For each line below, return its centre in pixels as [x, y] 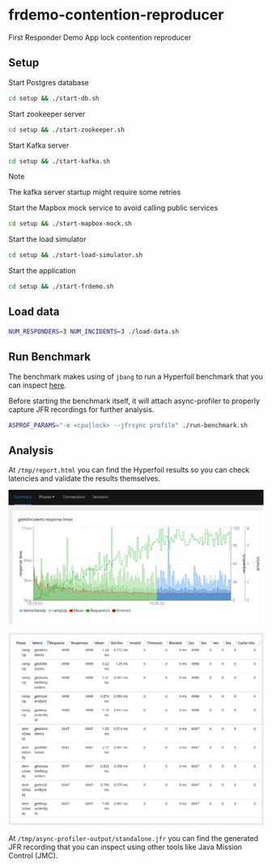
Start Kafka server [39, 145]
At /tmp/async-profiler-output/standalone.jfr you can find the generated [134, 838]
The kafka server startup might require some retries [95, 192]
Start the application [42, 271]
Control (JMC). [33, 855]
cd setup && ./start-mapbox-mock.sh [70, 224]
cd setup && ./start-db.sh [54, 98]
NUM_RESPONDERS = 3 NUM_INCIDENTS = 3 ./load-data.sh [94, 331]
